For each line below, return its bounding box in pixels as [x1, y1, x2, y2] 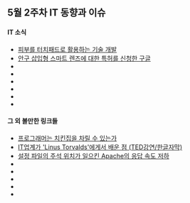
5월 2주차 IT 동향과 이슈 [7, 6, 106, 19]
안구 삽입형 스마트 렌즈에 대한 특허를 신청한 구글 [17, 54, 151, 62]
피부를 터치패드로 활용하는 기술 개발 [17, 45, 117, 53]
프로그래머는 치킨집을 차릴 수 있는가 [17, 133, 117, 142]
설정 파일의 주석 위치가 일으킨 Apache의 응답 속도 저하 [17, 151, 169, 160]
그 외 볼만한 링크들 [7, 116, 58, 126]
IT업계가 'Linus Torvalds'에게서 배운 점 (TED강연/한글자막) [17, 143, 183, 151]
